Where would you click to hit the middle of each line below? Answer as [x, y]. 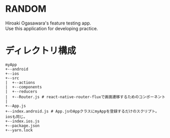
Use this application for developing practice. [52, 28]
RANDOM [26, 9]
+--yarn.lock [19, 130]
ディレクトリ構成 [41, 51]
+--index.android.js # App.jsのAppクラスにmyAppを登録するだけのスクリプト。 [82, 111]
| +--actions [20, 82]
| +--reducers [21, 91]
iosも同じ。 [17, 117]
